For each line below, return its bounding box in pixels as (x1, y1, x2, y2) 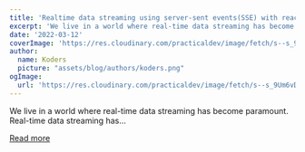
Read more (9, 132, 51, 143)
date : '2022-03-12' (9, 30, 84, 39)
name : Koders (17, 55, 67, 64)
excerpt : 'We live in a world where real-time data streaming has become (9, 22, 295, 31)
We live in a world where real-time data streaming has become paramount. (9, 105, 289, 116)
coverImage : (9, 38, 54, 48)
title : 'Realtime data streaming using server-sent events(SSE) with (9, 13, 279, 23)
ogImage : (9, 72, 43, 81)
